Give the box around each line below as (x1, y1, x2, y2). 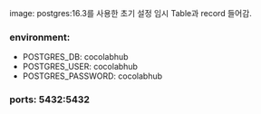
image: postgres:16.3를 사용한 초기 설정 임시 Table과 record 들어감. (9, 8, 252, 18)
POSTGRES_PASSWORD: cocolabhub (22, 71, 163, 81)
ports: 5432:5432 (9, 93, 91, 106)
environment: (9, 31, 71, 43)
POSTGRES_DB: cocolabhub (22, 52, 129, 62)
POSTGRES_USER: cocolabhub (22, 62, 139, 72)
